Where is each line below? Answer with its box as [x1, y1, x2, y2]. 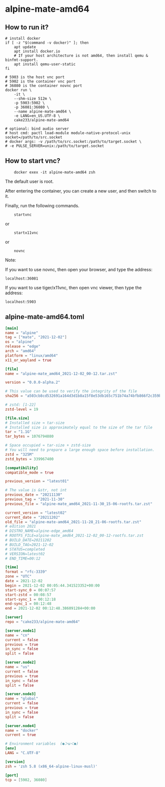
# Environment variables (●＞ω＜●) [5, 741, 79, 746]
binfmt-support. [5, 57, 38, 62]
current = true [5, 732, 36, 737]
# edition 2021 [5, 524, 36, 529]
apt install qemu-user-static [14, 62, 76, 67]
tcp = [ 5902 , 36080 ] [5, 777, 48, 782]
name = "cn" [5, 633, 29, 638]
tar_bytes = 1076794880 [5, 434, 54, 439]
